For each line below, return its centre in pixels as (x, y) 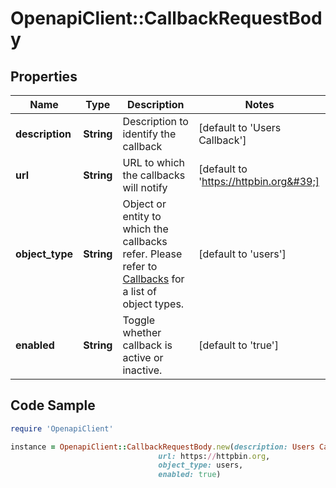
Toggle (138, 320)
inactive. (142, 370)
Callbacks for (153, 279)
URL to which (153, 162)
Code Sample (53, 405)
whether (142, 332)
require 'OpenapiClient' (62, 428)
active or (143, 357)
